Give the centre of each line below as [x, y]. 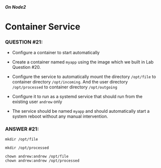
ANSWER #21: [22, 129]
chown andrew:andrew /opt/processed [42, 161]
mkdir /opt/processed [27, 148]
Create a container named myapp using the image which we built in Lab [83, 62]
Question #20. [26, 67]
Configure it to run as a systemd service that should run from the [77, 97]
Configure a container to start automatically [56, 53]
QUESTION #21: [24, 42]
